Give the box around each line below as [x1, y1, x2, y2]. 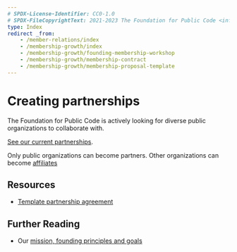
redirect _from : [7, 30, 55, 37]
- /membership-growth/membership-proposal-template [20, 63, 175, 70]
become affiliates [7, 158, 58, 167]
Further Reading [7, 218, 80, 229]
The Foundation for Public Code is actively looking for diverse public [7, 116, 206, 125]
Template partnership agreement [17, 198, 114, 206]
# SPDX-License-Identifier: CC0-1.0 [7, 10, 115, 18]
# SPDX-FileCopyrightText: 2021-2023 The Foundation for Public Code [7, 17, 217, 24]
